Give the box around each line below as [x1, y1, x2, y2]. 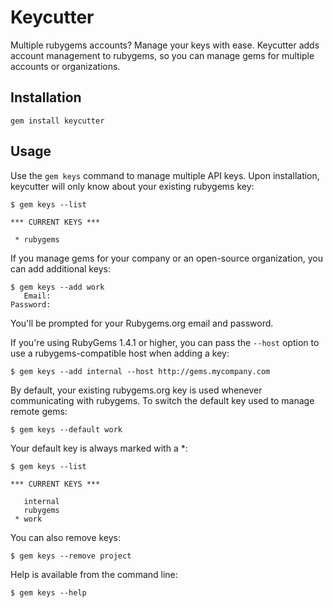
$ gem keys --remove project [10, 551, 132, 561]
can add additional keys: [10, 262, 111, 275]
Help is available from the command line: [10, 568, 178, 580]
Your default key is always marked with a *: [10, 442, 188, 454]
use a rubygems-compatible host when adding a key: [10, 347, 230, 359]
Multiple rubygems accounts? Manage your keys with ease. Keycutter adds [10, 39, 320, 51]
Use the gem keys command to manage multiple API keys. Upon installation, [10, 169, 320, 181]
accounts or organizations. [10, 60, 121, 72]
